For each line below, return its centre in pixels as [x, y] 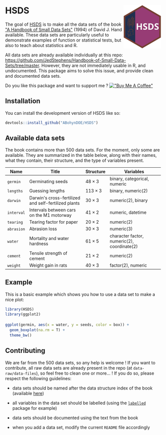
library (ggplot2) [23, 314]
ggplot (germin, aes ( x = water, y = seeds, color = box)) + [67, 325]
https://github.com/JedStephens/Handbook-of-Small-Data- [65, 60]
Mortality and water [49, 239]
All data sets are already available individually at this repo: [64, 55]
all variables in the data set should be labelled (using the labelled [79, 403]
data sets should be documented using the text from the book [75, 418]
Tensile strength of [48, 253]
